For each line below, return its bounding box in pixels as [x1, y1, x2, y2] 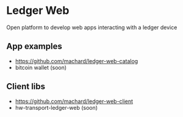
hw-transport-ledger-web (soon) [15, 104, 98, 111]
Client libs [6, 81, 46, 92]
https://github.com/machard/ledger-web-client [15, 98, 133, 105]
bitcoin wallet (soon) [15, 64, 67, 71]
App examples [6, 41, 62, 52]
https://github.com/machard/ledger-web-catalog [15, 57, 138, 64]
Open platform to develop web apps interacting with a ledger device [6, 24, 178, 31]
